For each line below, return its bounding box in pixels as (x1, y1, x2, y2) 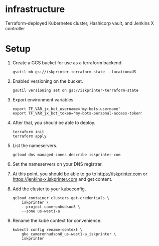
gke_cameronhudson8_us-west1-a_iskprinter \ (22, 231, 116, 236)
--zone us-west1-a (22, 208, 60, 214)
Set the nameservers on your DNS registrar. (12, 161, 103, 167)
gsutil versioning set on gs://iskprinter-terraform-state (12, 88, 139, 93)
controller (5, 25, 25, 31)
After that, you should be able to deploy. (12, 119, 96, 126)
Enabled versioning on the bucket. (12, 78, 84, 84)
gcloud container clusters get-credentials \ (12, 195, 109, 200)
